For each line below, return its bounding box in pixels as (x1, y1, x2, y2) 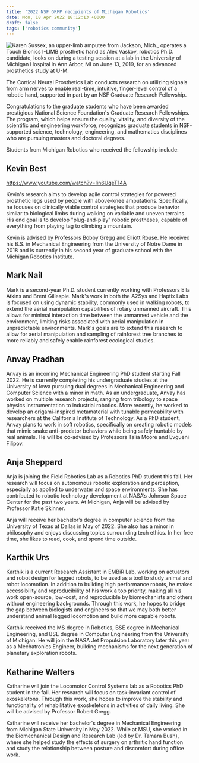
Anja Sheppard (6, 457, 63, 467)
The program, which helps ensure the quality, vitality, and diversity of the (6, 116, 185, 123)
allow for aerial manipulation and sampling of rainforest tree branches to (6, 330, 183, 338)
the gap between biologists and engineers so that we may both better (6, 606, 176, 613)
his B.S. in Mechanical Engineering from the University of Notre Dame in (6, 240, 183, 248)
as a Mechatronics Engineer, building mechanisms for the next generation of (6, 643, 193, 650)
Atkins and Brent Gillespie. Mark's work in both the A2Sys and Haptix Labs (6, 292, 189, 299)
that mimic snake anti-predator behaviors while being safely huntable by (6, 427, 183, 434)
